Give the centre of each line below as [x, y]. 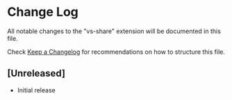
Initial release [36, 90]
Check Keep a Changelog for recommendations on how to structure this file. [116, 52]
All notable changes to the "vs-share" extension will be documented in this [114, 31]
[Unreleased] [36, 73]
